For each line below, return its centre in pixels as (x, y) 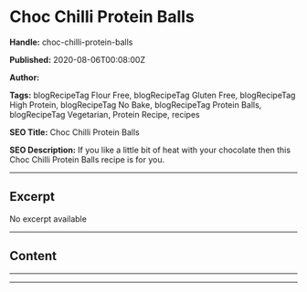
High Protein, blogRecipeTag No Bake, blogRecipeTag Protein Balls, (136, 104)
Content (33, 256)
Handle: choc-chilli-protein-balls (71, 42)
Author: (25, 77)
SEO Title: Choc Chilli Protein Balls (74, 132)
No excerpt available (48, 219)
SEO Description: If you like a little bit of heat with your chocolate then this (150, 150)
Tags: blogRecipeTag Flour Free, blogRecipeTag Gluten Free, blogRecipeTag (153, 95)
